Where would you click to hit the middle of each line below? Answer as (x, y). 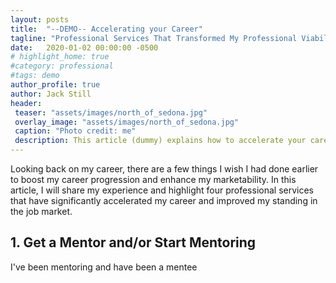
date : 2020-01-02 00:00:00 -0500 (84, 47)
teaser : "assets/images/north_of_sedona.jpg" (111, 112)
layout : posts (40, 19)
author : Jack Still (51, 94)
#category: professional (62, 66)
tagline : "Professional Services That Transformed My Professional (154, 38)
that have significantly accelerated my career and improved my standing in (164, 200)
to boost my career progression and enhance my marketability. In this (153, 179)
